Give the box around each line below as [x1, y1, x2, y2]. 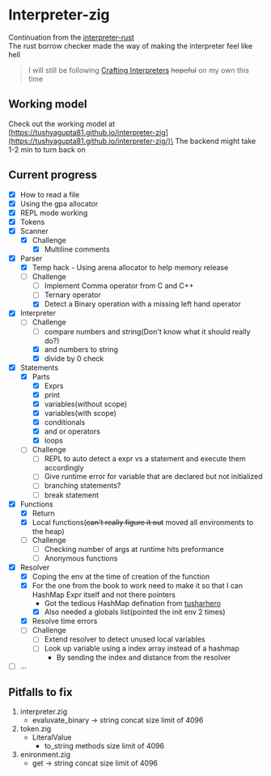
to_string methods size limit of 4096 [44, 741, 164, 751]
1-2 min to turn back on [8, 144, 87, 155]
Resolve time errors [32, 617, 98, 626]
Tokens [19, 217, 45, 227]
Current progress [8, 168, 98, 182]
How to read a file [19, 189, 80, 199]
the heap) [32, 526, 65, 536]
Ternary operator [44, 290, 101, 300]
